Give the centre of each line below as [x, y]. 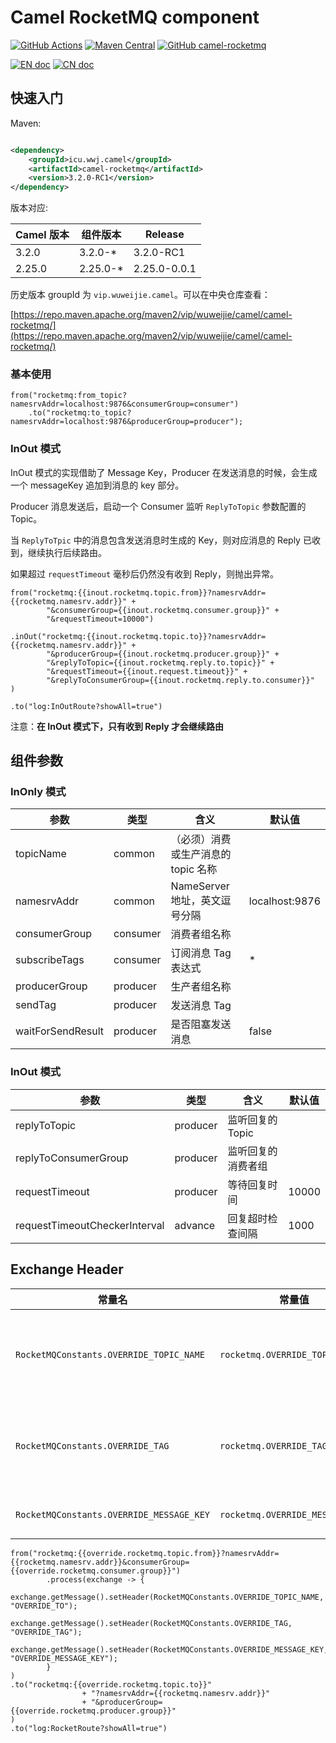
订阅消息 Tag [201, 953]
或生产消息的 [201, 854]
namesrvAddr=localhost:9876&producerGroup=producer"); [127, 422]
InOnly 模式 [38, 792]
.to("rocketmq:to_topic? [80, 413]
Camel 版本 [42, 235]
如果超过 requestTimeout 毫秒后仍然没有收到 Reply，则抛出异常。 [144, 573]
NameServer [200, 886]
